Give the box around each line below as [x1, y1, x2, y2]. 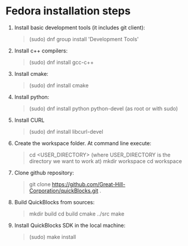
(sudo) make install [29, 233, 76, 240]
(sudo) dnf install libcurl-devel [29, 128, 104, 135]
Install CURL [14, 116, 45, 124]
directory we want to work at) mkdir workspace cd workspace [29, 157, 183, 165]
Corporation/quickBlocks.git [29, 187, 99, 194]
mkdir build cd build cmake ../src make [29, 210, 125, 217]
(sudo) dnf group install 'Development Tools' [29, 35, 139, 42]
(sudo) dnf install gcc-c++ [29, 59, 94, 66]
